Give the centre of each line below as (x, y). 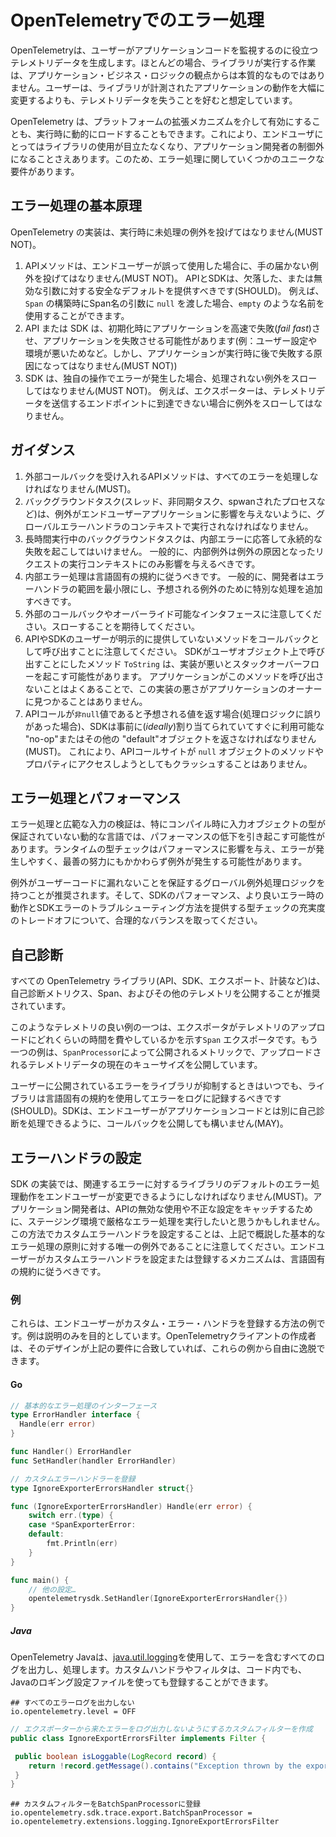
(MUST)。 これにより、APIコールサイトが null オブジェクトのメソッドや (174, 751)
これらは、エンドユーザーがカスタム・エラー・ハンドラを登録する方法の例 (163, 1323)
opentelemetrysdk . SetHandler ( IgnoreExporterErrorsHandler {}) (158, 1599)
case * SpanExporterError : (82, 1525)
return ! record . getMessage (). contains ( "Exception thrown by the (165, 1766)
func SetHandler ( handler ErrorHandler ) (93, 1461)
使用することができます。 (77, 315)
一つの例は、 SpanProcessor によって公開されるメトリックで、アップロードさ (166, 1052)
